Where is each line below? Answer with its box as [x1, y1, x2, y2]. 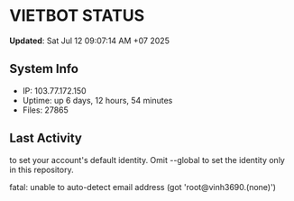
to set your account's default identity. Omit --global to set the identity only [9, 154, 286, 165]
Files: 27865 [22, 105, 69, 115]
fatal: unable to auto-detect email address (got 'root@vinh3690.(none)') [9, 181, 277, 192]
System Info [9, 61, 79, 77]
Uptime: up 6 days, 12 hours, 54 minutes [22, 95, 173, 105]
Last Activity [9, 131, 83, 146]
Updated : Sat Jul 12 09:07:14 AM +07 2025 [9, 35, 170, 46]
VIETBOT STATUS [9, 5, 145, 26]
